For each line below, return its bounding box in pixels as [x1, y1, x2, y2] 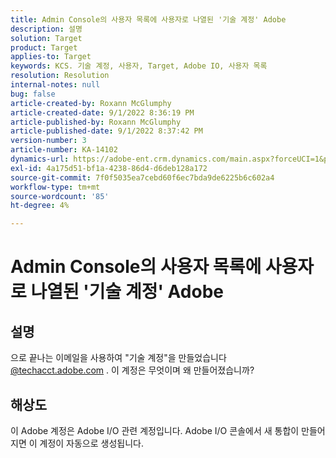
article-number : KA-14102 [10, 145, 118, 155]
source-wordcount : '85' [10, 191, 110, 201]
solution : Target [10, 33, 83, 43]
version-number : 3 [10, 136, 87, 146]
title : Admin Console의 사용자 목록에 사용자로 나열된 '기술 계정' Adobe [10, 14, 287, 25]
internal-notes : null [10, 80, 101, 90]
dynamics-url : [10, 154, 70, 164]
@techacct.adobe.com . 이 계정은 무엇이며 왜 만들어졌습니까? [10, 364, 255, 376]
